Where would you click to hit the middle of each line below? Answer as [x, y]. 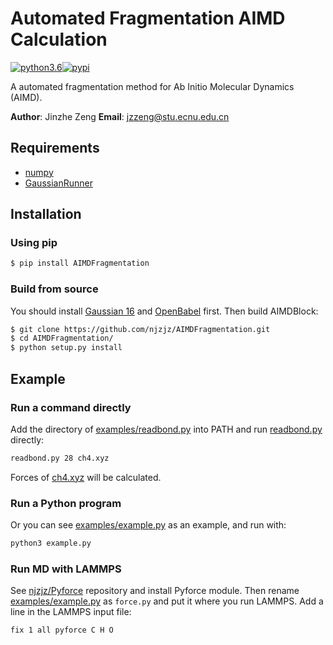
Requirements [55, 148]
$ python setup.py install [66, 348]
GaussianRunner [58, 183]
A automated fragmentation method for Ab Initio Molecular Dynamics [152, 86]
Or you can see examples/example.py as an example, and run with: [148, 525]
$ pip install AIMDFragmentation [80, 263]
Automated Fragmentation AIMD [148, 18]
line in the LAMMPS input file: [71, 612]
